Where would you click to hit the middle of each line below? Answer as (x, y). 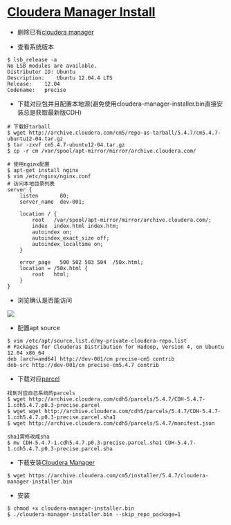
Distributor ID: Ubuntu (41, 72)
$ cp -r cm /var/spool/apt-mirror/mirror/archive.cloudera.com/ (102, 151)
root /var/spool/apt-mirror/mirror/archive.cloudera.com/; (122, 220)
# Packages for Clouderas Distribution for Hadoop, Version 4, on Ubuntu (116, 347)
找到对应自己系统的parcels (41, 393)
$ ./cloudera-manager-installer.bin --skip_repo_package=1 (94, 514)
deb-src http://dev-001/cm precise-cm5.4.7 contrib (83, 365)
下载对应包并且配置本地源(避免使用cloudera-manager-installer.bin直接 (117, 104)
